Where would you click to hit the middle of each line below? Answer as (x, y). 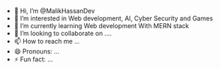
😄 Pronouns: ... (37, 51)
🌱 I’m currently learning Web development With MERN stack (102, 26)
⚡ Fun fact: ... (33, 59)
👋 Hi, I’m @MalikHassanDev (54, 11)
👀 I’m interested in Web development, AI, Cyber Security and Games (114, 18)
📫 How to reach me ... (47, 41)
